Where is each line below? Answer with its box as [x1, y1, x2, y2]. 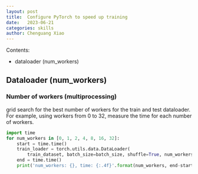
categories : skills [6, 25, 54, 31]
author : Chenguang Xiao [6, 31, 65, 36]
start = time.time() [16, 140, 67, 147]
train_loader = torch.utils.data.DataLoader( [16, 146, 131, 152]
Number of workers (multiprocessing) [6, 92, 117, 101]
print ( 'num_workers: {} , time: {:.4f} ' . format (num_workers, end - [16, 163, 181, 169]
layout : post [6, 8, 38, 15]
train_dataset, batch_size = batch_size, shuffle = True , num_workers [27, 152, 194, 158]
